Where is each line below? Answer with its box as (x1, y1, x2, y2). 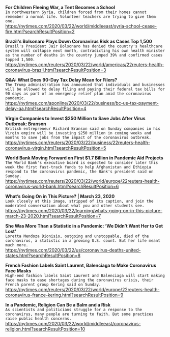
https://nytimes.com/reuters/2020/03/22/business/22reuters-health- (5, 139, 150, 146)
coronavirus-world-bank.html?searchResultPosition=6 (5, 183, 119, 189)
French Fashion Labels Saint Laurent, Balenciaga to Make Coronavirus (5, 262, 157, 268)
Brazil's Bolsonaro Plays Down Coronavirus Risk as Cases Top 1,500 (5, 38, 153, 44)
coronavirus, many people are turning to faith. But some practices (5, 312, 154, 317)
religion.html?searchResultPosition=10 (5, 326, 86, 332)
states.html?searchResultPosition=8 (5, 252, 80, 259)
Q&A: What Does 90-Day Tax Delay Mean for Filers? (5, 77, 118, 83)
